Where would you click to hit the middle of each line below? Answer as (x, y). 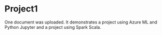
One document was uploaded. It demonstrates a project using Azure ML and (81, 22)
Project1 (21, 9)
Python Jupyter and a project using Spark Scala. (53, 27)
